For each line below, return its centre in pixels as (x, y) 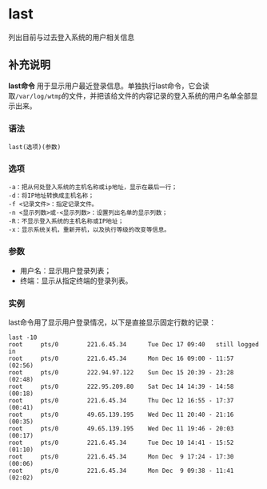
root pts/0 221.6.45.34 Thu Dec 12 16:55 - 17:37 (121, 400)
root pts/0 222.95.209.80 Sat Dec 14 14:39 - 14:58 (121, 386)
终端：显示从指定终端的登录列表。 (76, 281)
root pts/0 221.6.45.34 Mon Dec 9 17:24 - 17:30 (121, 457)
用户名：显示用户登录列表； (66, 270)
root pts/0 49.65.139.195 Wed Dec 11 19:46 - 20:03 (121, 428)
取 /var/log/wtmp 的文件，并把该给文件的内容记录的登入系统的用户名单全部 (130, 95)
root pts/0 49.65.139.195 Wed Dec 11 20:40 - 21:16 (121, 414)
